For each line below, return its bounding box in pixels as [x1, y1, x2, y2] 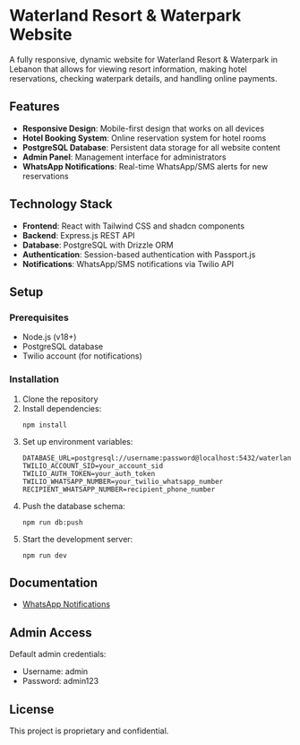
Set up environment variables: [21, 436, 133, 446]
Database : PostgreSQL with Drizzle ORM [21, 239, 174, 250]
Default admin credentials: [9, 649, 107, 660]
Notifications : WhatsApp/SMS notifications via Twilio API [21, 258, 235, 269]
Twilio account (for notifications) [21, 351, 143, 361]
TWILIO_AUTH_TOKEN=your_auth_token [21, 469, 156, 478]
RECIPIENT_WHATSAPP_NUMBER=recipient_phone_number [21, 485, 216, 494]
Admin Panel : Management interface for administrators [21, 152, 227, 162]
